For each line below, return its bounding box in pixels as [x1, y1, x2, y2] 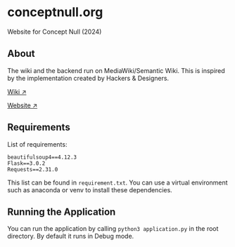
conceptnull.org [7, 4, 103, 20]
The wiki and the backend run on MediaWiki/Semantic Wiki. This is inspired [7, 66, 225, 74]
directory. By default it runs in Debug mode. [7, 232, 134, 241]
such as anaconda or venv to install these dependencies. [7, 185, 172, 194]
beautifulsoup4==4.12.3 [7, 154, 77, 161]
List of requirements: [7, 140, 68, 148]
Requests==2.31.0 [7, 166, 58, 173]
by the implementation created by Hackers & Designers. [7, 74, 170, 82]
